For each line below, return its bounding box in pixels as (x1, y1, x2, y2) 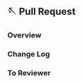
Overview (7, 30, 42, 40)
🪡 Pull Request (7, 6, 76, 18)
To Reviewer (7, 68, 51, 78)
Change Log (7, 49, 50, 59)
